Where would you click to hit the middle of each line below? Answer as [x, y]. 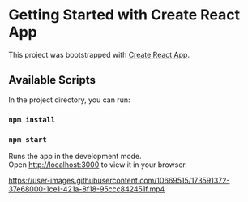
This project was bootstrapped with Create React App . [99, 54]
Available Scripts [52, 80]
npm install [32, 120]
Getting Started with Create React [124, 15]
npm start [28, 139]
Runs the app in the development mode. [75, 156]
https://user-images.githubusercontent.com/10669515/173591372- [119, 180]
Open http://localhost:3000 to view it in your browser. [98, 165]
